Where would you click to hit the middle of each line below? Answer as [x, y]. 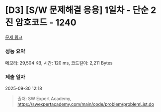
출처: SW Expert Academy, [44, 98]
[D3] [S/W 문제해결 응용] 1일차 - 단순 [77, 10]
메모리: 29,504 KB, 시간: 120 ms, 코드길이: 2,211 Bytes [59, 63]
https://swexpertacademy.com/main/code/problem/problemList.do [86, 104]
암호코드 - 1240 [46, 23]
